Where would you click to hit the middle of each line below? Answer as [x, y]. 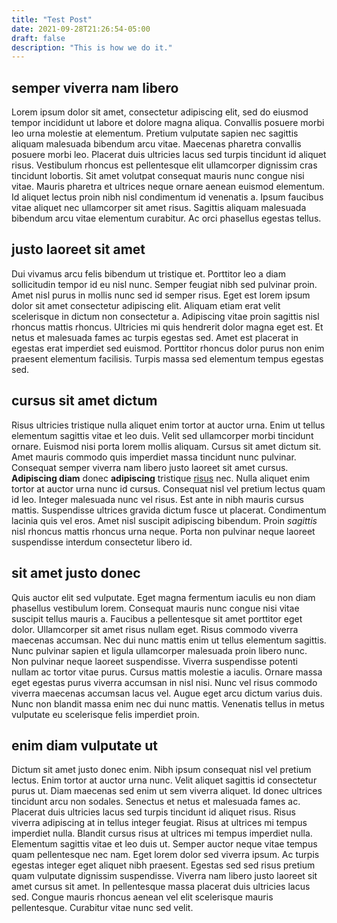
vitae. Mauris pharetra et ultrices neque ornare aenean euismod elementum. [168, 187]
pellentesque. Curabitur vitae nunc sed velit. [102, 908]
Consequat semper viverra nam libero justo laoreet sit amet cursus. [150, 467]
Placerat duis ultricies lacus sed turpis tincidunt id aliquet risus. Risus [153, 812]
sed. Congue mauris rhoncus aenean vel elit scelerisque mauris [142, 897]
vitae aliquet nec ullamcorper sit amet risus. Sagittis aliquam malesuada [159, 208]
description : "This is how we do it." [92, 47]
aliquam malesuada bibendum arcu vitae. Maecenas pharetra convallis [156, 144]
